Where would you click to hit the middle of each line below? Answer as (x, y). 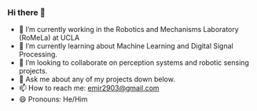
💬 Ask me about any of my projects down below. (97, 79)
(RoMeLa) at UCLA (49, 38)
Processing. (38, 55)
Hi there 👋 (27, 13)
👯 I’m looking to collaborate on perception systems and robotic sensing (134, 63)
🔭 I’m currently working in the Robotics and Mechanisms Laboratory (128, 30)
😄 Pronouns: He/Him (53, 99)
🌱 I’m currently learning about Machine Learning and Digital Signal (126, 46)
